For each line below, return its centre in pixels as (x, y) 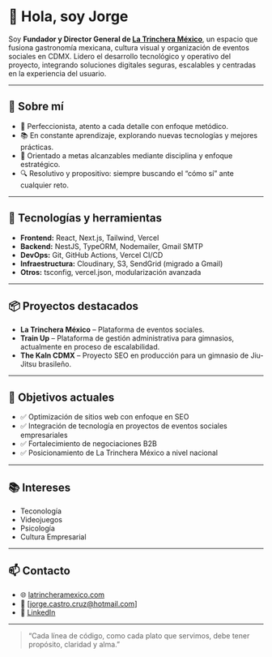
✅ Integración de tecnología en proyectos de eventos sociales (124, 426)
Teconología (41, 511)
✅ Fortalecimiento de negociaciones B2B (89, 444)
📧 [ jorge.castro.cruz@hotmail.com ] (79, 603)
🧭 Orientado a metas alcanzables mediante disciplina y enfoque (126, 155)
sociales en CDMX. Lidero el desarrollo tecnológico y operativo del (120, 56)
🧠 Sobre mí (36, 107)
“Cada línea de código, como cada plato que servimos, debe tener (139, 635)
